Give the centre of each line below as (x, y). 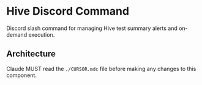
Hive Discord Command (68, 11)
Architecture (31, 54)
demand (17, 34)
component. (21, 75)
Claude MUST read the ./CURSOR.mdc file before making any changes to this (101, 68)
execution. (42, 34)
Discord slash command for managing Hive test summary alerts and (92, 28)
